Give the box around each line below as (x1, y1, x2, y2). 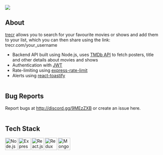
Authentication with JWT (12, 62, 63, 68)
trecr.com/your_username (5, 42, 57, 48)
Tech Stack (5, 124, 40, 133)
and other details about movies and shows (12, 57, 98, 62)
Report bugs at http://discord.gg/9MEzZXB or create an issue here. (5, 105, 141, 111)
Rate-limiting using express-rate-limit (12, 67, 88, 73)
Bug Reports (5, 92, 44, 100)
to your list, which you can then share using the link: (5, 37, 110, 43)
